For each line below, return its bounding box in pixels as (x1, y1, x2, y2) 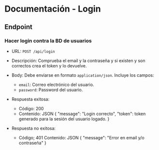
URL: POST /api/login (11, 48, 55, 54)
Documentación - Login (4, 3, 101, 15)
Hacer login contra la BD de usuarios (4, 37, 92, 44)
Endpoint (4, 23, 32, 31)
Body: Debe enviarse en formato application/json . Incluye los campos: (11, 72, 154, 78)
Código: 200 (18, 105, 44, 111)
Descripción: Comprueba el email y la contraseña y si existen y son (11, 57, 145, 64)
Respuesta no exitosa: (11, 125, 56, 131)
